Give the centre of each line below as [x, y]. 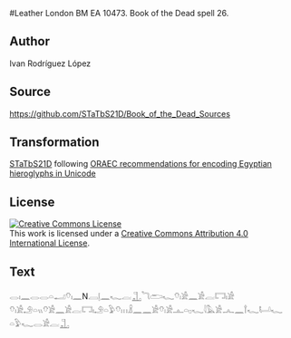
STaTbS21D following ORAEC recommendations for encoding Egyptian [141, 164]
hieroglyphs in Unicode [53, 174]
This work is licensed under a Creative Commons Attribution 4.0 [129, 234]
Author [29, 41]
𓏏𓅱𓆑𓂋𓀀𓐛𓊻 [39, 324]
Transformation [54, 143]
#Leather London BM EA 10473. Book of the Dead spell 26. [119, 13]
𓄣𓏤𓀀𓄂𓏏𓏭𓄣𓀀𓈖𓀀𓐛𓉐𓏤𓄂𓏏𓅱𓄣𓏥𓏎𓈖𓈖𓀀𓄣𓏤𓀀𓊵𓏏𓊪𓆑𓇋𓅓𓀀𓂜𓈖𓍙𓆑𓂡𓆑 [146, 310]
